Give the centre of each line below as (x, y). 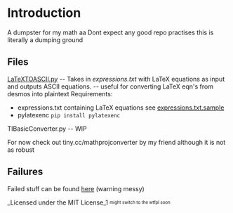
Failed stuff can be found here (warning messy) (76, 188)
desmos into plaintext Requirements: (60, 93)
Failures (25, 172)
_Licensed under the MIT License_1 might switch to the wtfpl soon (89, 202)
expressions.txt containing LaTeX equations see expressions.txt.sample (121, 108)
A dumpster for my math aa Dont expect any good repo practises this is (111, 32)
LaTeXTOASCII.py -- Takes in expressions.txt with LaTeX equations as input (116, 79)
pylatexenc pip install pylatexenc (69, 115)
